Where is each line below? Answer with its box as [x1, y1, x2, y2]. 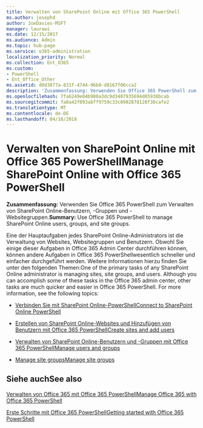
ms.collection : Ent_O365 [6, 59, 69, 65]
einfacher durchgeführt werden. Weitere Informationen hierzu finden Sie [6, 258, 187, 265]
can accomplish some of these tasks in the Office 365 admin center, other [6, 277, 191, 284]
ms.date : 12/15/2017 [6, 32, 59, 38]
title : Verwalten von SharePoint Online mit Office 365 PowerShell [6, 8, 181, 15]
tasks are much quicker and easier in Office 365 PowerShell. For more [6, 283, 181, 291]
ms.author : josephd [6, 15, 56, 21]
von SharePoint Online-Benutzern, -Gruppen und [6, 207, 128, 215]
